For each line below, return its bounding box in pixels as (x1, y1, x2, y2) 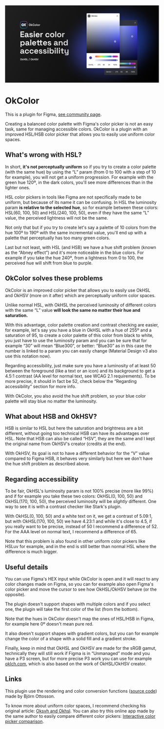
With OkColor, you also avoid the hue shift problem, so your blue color (5, 393, 146, 399)
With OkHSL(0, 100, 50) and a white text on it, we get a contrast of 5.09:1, (5, 513, 153, 519)
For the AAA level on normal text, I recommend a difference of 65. (5, 529, 138, 535)
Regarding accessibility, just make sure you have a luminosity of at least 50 (5, 362, 156, 368)
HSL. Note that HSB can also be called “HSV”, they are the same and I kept (5, 436, 155, 442)
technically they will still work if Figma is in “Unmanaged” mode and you (5, 651, 150, 656)
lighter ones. (5, 184, 30, 190)
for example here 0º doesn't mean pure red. (5, 621, 94, 627)
